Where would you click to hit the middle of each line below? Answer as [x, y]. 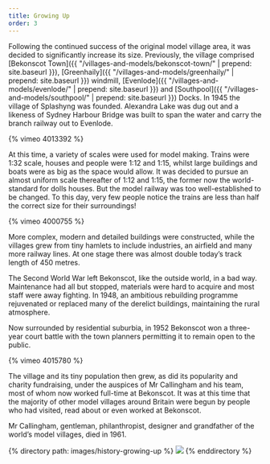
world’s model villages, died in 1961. [67, 434]
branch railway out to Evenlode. [61, 123]
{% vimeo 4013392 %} [46, 138]
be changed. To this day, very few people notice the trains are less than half [134, 197]
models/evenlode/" [40, 88]
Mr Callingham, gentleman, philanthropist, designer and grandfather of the [131, 425]
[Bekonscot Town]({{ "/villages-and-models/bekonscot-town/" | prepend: [130, 63]
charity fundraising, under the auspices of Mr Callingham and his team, [126, 384]
